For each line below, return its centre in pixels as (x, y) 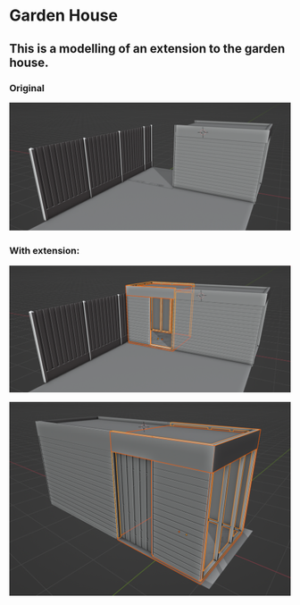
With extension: (45, 251)
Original (27, 88)
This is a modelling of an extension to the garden (147, 49)
